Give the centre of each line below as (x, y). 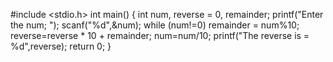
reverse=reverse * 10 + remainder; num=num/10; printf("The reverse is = (160, 35)
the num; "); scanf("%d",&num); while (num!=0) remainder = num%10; (155, 25)
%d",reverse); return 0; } (61, 46)
